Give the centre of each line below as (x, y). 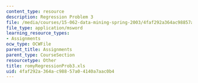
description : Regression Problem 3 (50, 17)
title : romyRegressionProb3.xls (46, 66)
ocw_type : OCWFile (29, 44)
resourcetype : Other (32, 60)
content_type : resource (35, 11)
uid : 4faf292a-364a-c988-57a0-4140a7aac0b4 (60, 71)
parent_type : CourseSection (41, 55)
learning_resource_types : (38, 33)
